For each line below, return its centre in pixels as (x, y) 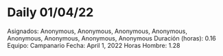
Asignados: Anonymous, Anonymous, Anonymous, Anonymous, (97, 31)
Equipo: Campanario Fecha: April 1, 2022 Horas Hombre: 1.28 (94, 45)
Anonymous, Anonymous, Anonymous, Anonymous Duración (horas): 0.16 (111, 38)
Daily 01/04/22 (50, 12)
